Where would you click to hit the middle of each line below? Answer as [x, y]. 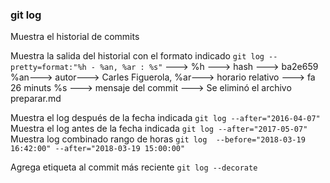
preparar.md [36, 99]
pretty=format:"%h [48, 68]
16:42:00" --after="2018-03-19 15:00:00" [98, 149]
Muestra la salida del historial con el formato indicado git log [137, 56]
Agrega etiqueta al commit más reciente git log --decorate [134, 167]
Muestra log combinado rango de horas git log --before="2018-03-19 [158, 139]
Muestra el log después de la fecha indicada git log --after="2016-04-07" [165, 118]
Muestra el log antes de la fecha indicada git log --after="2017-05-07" [159, 129]
